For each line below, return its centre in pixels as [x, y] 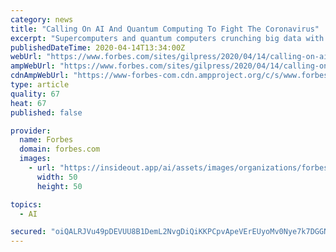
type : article [40, 85]
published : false [46, 112]
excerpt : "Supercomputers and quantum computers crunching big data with [167, 38]
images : [35, 159]
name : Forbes [46, 140]
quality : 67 [35, 94]
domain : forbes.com [60, 149]
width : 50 [57, 177]
